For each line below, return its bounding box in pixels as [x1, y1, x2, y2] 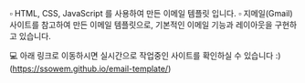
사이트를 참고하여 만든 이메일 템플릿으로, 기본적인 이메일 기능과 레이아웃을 [9, 19, 273, 30]
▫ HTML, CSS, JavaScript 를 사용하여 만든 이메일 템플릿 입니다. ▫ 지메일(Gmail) [9, 8, 294, 18]
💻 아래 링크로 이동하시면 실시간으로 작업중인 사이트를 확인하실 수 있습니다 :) [9, 50, 281, 61]
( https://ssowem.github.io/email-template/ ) [9, 63, 172, 74]
